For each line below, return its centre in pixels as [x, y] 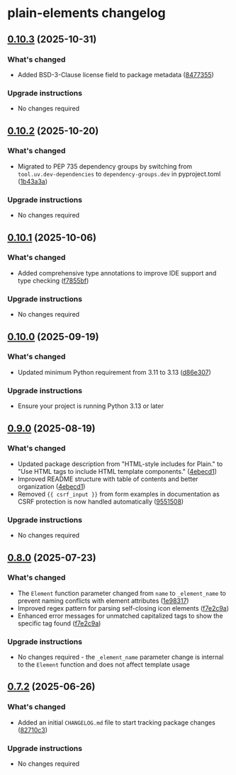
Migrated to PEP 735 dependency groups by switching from [105, 166]
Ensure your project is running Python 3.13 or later [91, 406]
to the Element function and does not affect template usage [103, 664]
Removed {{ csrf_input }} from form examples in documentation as [118, 494]
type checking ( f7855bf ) [53, 281]
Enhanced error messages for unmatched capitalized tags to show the [120, 616]
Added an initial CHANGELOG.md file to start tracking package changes [117, 722]
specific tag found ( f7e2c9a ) [59, 623]
